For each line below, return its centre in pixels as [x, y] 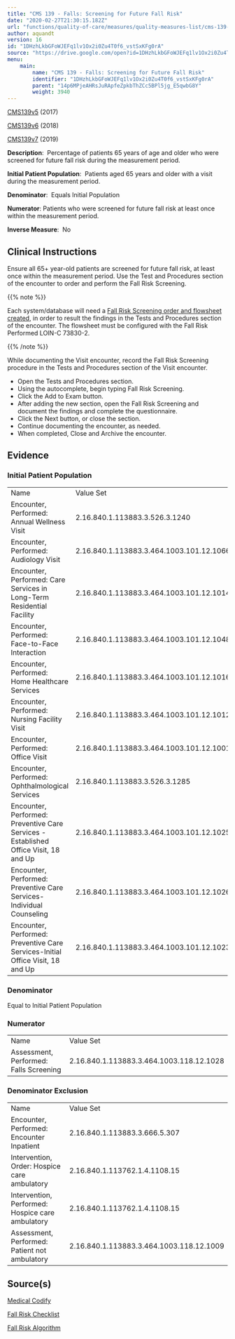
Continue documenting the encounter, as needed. [89, 426]
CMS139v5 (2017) [33, 112]
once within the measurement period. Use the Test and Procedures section [115, 276]
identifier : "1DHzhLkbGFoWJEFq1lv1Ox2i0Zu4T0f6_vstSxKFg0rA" [123, 79]
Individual [27, 905]
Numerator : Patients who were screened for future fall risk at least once [111, 208]
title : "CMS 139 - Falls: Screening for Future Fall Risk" [95, 14]
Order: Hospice [36, 1166]
